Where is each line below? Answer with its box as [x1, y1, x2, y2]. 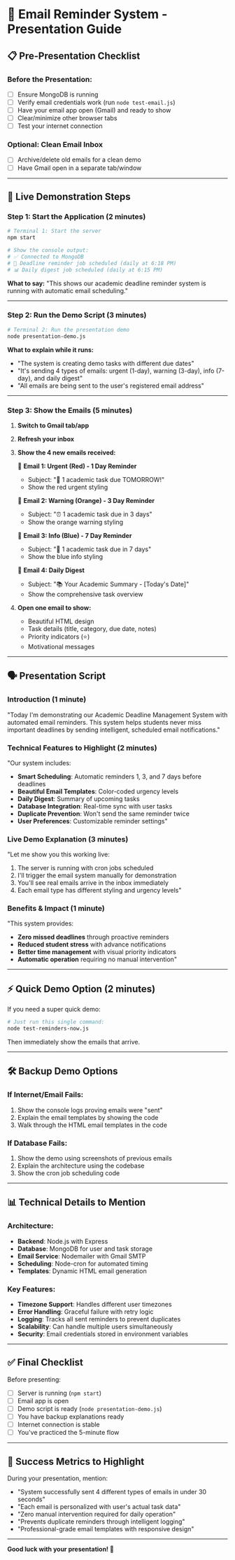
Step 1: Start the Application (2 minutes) [7, 211, 146, 221]
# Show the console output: [7, 247, 90, 254]
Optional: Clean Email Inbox [7, 140, 104, 150]
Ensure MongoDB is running [17, 90, 99, 99]
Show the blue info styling [27, 552, 104, 560]
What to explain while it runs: [7, 346, 94, 354]
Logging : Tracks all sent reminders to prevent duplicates [17, 1315, 181, 1323]
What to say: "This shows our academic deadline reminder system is [7, 279, 206, 288]
